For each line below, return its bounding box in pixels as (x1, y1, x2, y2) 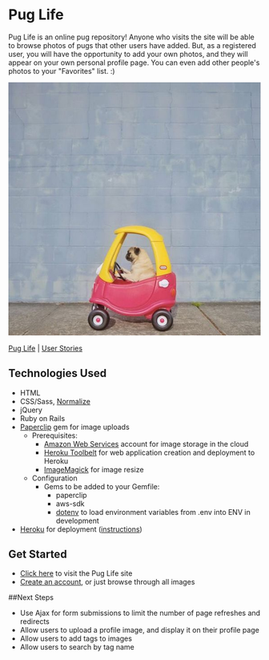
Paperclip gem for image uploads (19, 422, 130, 431)
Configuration (31, 473, 78, 483)
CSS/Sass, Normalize (19, 396, 90, 406)
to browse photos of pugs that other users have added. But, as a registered (8, 40, 256, 50)
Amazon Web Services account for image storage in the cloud (43, 439, 249, 448)
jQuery (19, 405, 42, 415)
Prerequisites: (31, 431, 78, 440)
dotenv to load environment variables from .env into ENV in (55, 507, 251, 516)
